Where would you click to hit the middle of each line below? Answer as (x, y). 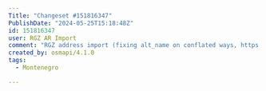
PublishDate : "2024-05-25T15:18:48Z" (71, 23)
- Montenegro (37, 68)
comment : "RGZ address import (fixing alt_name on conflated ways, (123, 45)
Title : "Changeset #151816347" (60, 16)
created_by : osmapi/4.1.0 (51, 53)
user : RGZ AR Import (43, 38)
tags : (17, 61)
